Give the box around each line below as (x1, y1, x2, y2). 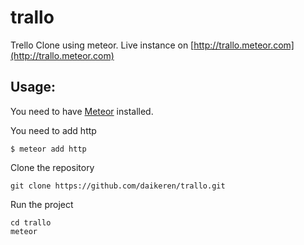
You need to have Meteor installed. (10, 105, 154, 117)
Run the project (10, 198, 74, 210)
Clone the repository (10, 161, 95, 173)
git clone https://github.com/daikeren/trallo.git (10, 181, 226, 191)
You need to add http (10, 124, 97, 136)
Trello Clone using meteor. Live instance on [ (10, 39, 195, 51)
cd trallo (10, 217, 52, 228)
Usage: (10, 79, 57, 96)
